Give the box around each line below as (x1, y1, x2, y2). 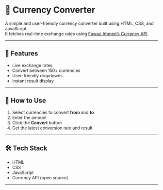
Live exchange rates (12, 62, 53, 68)
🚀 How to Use (5, 97, 46, 105)
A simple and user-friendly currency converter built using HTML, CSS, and (5, 20, 154, 26)
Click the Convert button (12, 120, 62, 125)
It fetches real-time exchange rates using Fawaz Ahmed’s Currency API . (5, 31, 149, 36)
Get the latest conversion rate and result (12, 125, 93, 131)
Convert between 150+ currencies (12, 68, 81, 73)
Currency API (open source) (12, 175, 68, 181)
